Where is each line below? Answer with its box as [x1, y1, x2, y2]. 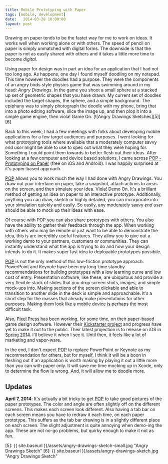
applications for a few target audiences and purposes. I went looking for [5, 134, 154, 140]
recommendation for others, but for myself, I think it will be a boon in [5, 352, 146, 358]
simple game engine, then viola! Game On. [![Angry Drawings [5, 113, 131, 120]
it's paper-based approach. [5, 166, 61, 172]
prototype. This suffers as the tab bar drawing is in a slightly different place [5, 417, 160, 423]
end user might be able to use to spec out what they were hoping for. [5, 144, 147, 150]
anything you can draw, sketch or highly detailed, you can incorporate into [5, 197, 158, 203]
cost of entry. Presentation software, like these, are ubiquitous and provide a [5, 274, 163, 280]
